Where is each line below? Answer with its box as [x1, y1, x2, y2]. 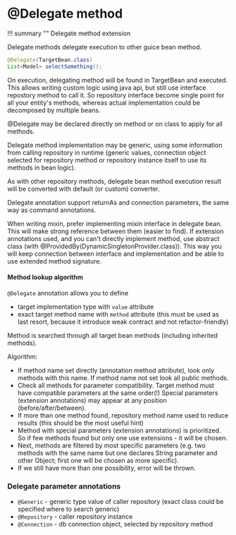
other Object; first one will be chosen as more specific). [17, 456, 180, 464]
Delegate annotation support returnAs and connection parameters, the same [7, 198, 230, 206]
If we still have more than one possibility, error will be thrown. [17, 464, 196, 472]
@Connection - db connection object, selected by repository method [17, 520, 213, 529]
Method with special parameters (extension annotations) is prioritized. [17, 426, 221, 435]
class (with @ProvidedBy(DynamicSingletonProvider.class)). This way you [7, 242, 222, 250]
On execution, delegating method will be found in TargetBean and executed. [7, 76, 228, 84]
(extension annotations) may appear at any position [17, 396, 167, 404]
